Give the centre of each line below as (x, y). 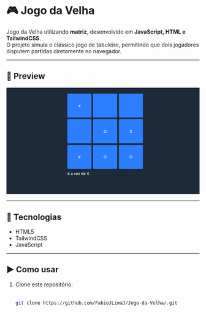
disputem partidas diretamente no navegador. (64, 51)
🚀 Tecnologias (34, 217)
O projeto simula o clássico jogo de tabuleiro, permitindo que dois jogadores (103, 45)
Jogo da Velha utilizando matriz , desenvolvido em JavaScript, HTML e (96, 32)
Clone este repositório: (44, 284)
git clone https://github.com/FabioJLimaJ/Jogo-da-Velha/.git (96, 303)
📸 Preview (26, 76)
